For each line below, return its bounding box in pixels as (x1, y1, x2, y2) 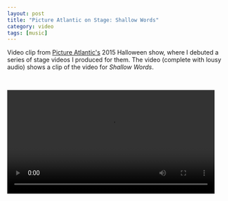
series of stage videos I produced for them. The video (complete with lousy (7, 56, 222, 64)
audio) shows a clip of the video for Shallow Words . (7, 63, 154, 71)
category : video (7, 23, 54, 30)
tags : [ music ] (7, 29, 48, 37)
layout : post (7, 10, 45, 17)
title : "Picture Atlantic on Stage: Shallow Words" (7, 17, 159, 23)
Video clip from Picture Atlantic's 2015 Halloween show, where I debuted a (7, 48, 219, 57)
